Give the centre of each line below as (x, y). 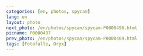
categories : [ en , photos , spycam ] (48, 11)
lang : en (17, 17)
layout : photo (23, 22)
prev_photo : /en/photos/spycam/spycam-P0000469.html (72, 38)
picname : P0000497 (28, 33)
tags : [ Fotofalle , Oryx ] (36, 44)
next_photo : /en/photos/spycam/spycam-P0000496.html (72, 28)
